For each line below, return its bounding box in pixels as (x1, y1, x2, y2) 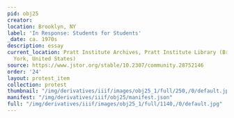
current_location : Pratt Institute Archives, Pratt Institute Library (7, 49, 217, 56)
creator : (7, 17, 33, 24)
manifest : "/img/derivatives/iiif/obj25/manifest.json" (7, 94, 173, 101)
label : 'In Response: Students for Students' (7, 29, 141, 37)
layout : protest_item (7, 74, 70, 82)
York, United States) (13, 56, 77, 62)
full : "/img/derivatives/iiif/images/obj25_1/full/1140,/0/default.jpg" (7, 101, 223, 108)
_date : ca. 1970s (7, 36, 58, 43)
